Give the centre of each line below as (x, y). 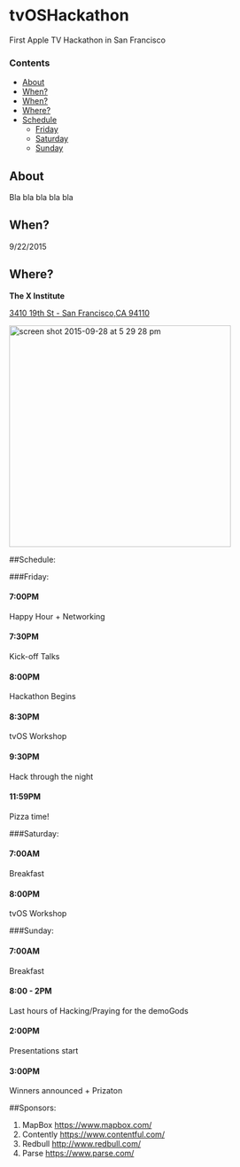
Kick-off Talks (35, 657)
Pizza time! (30, 816)
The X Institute (37, 296)
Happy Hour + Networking (57, 616)
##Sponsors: (33, 1108)
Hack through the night (51, 776)
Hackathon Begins (43, 696)
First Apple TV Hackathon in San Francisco (88, 40)
